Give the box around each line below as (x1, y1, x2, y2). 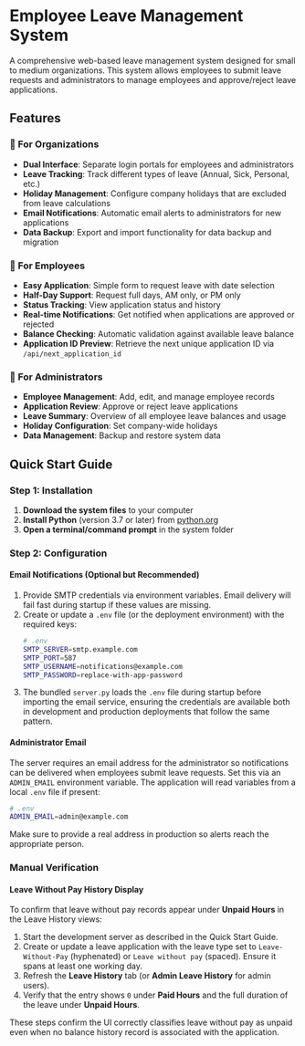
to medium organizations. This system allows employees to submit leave (9, 65, 281, 76)
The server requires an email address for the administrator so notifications (9, 757, 289, 768)
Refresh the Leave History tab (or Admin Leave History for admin (22, 970, 271, 981)
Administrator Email (9, 737, 87, 748)
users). (22, 980, 50, 991)
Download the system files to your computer (22, 504, 194, 516)
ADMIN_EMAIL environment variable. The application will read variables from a (9, 777, 297, 788)
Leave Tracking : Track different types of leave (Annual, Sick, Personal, (22, 168, 290, 179)
